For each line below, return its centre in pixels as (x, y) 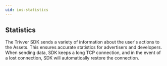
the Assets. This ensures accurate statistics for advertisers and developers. (84, 47)
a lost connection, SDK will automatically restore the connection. (72, 58)
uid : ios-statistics (27, 10)
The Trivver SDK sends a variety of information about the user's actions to (82, 42)
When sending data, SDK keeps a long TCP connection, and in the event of (83, 52)
